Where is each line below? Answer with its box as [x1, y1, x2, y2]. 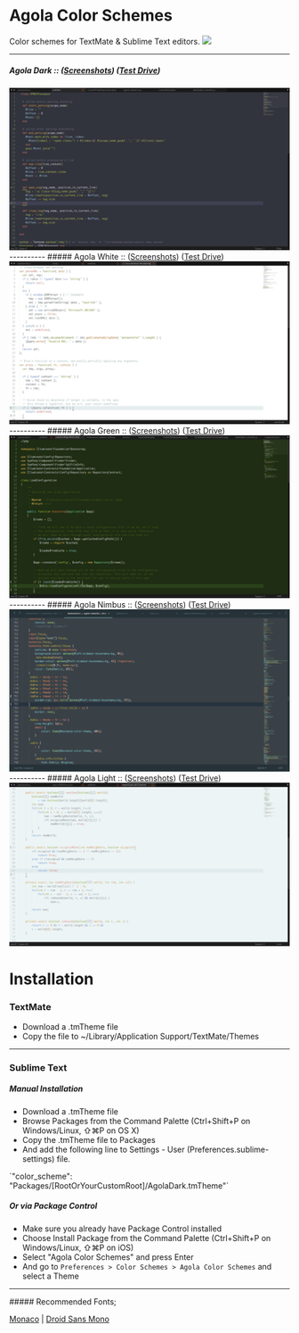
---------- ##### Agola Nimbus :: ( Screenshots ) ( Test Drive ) [9, 599, 231, 609]
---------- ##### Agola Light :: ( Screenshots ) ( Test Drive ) [9, 773, 222, 783]
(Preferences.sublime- [186, 1144, 270, 1155]
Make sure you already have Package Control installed [21, 1223, 222, 1234]
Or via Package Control [9, 1201, 98, 1212]
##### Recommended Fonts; [9, 1296, 117, 1307]
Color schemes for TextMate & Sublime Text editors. [9, 36, 200, 46]
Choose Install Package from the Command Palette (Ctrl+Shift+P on [21, 1232, 271, 1243]
